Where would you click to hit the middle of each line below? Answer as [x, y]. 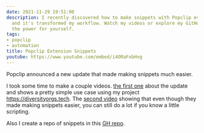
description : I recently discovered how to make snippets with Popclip [99, 18]
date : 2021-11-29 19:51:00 [40, 12]
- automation [23, 46]
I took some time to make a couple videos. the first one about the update [97, 86]
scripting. [18, 111]
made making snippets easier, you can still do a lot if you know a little [93, 105]
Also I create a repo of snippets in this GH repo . [66, 123]
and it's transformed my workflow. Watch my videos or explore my [97, 23]
